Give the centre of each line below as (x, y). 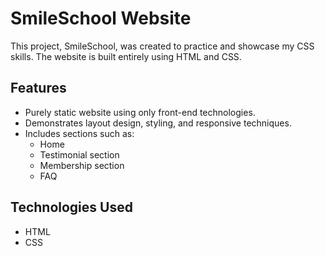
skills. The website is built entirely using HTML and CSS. (126, 56)
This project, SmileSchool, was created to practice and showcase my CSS (162, 46)
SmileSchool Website (101, 18)
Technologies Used (71, 207)
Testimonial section (79, 154)
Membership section (82, 165)
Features (38, 88)
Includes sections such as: (79, 133)
